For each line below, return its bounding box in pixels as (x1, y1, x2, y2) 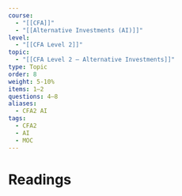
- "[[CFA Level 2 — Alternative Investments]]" (15, 56, 176, 64)
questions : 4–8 (8, 92, 59, 100)
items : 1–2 (8, 85, 44, 93)
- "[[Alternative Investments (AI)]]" (15, 26, 144, 34)
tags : (8, 115, 26, 122)
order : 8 (8, 70, 37, 78)
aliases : (8, 100, 37, 107)
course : (8, 11, 34, 20)
